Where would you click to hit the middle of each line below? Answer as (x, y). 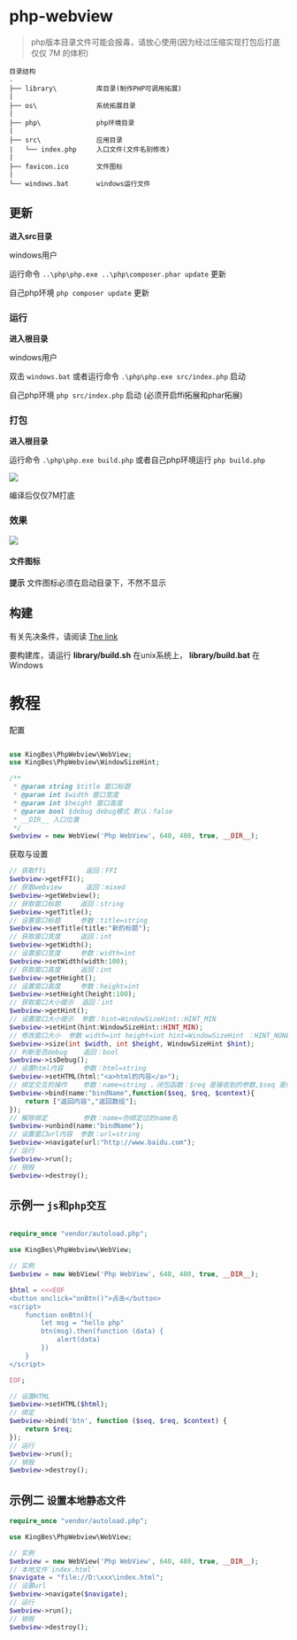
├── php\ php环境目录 (72, 123)
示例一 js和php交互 (58, 1205)
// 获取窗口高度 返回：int (61, 970)
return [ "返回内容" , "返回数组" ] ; (81, 1101)
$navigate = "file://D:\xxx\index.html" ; (87, 1578)
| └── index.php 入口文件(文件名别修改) (90, 149)
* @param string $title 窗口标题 (72, 787)
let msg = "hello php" (83, 1323)
